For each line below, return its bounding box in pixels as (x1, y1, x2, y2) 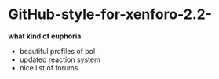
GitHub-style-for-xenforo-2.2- (8, 5, 213, 23)
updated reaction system (19, 55, 100, 64)
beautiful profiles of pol (19, 46, 96, 56)
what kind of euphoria (8, 31, 82, 41)
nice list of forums (19, 63, 78, 72)
